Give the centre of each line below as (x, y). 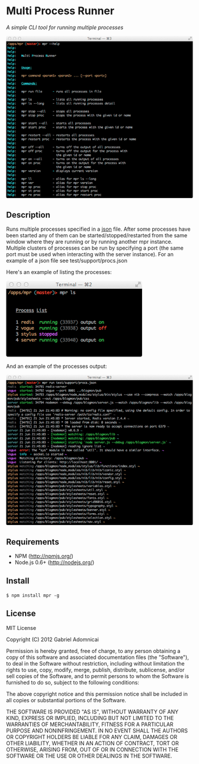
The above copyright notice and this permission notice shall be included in (97, 694)
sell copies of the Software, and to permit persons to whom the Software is (98, 676)
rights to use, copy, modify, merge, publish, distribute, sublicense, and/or (95, 670)
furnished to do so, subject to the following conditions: (73, 682)
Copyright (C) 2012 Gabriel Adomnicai (52, 639)
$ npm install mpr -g (33, 595)
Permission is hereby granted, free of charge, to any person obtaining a (93, 651)
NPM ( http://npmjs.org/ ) (44, 556)
